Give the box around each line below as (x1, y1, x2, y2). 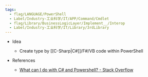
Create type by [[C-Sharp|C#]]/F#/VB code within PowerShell (19, 48, 144, 54)
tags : (5, 7, 16, 12)
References (12, 58, 36, 63)
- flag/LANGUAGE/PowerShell (9, 12, 67, 17)
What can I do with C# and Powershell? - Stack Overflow (19, 67, 134, 73)
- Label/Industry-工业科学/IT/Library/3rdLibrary (9, 25, 110, 30)
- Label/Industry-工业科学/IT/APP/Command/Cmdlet (9, 16, 110, 21)
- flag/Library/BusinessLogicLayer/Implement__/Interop (9, 20, 125, 26)
